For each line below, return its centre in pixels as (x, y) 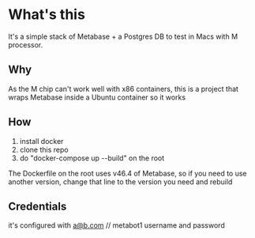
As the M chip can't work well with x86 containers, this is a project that (124, 89)
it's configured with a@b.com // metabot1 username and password (116, 225)
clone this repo (44, 149)
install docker (41, 141)
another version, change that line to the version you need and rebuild (120, 181)
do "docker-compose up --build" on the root (92, 158)
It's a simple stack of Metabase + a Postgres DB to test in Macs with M (123, 36)
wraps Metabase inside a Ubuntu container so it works (97, 97)
